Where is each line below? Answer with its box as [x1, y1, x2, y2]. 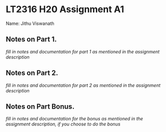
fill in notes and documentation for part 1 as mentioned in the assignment [6, 48, 160, 54]
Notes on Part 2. [6, 69, 58, 77]
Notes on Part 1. [6, 35, 57, 44]
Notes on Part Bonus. [6, 102, 75, 111]
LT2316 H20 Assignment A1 [6, 4, 124, 15]
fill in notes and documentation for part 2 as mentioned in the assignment [6, 82, 161, 88]
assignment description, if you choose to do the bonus [6, 121, 121, 127]
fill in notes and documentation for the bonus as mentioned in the [6, 116, 143, 122]
